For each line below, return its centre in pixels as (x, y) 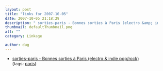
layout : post (18, 9)
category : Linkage (24, 36)
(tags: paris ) (24, 63)
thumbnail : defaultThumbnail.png (39, 27)
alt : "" (13, 32)
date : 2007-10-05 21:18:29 (32, 18)
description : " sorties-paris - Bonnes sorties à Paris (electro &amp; (79, 23)
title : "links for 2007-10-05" (37, 14)
